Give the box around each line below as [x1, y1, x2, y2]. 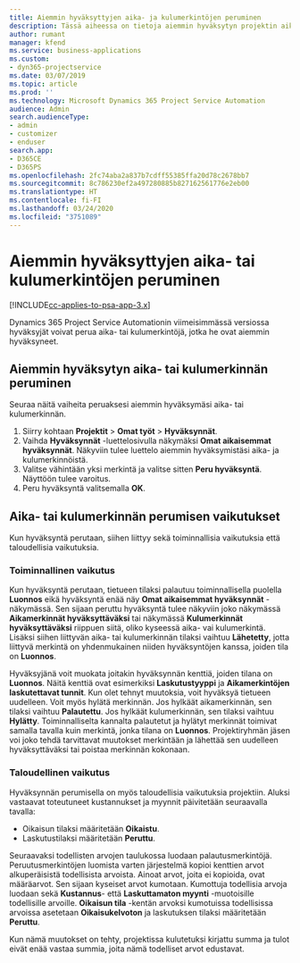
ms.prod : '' [9, 88, 54, 96]
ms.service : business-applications [9, 46, 142, 55]
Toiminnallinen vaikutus [9, 565, 116, 577]
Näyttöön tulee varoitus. [21, 473, 112, 484]
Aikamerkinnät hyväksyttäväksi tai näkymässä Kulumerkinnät [9, 613, 244, 624]
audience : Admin [9, 105, 70, 113]
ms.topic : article [9, 80, 78, 88]
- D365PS [9, 163, 42, 172]
